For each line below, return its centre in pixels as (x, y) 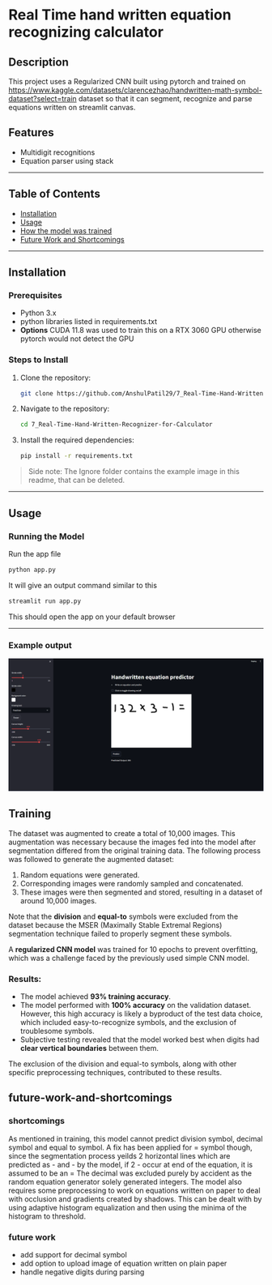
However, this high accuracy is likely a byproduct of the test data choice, (141, 1014)
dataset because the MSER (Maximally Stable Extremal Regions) (115, 924)
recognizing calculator (86, 32)
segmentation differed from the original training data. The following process (135, 850)
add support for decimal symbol (73, 1254)
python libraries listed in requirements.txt (89, 322)
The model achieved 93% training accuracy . (96, 996)
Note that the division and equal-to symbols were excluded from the (123, 916)
